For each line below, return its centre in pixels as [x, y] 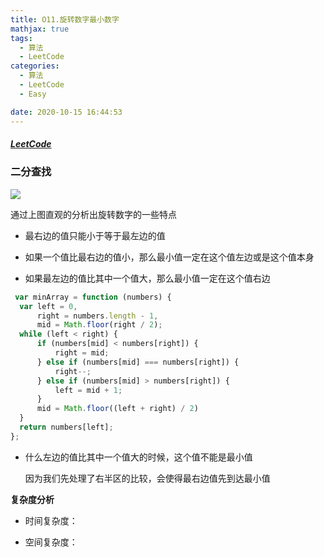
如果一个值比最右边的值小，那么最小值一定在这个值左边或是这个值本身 [169, 257]
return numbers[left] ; [66, 427]
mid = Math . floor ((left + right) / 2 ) [117, 409]
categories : [35, 66]
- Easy [33, 94]
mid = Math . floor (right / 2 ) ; [99, 325]
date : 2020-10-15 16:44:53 [66, 112]
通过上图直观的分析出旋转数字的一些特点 [93, 214]
